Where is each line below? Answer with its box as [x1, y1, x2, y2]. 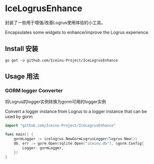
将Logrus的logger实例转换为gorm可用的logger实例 [5, 99, 107, 105]
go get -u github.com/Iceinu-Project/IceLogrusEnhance [5, 58, 118, 63]
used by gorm [5, 114, 33, 120]
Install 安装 [5, 45, 39, 53]
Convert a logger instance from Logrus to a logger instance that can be [5, 109, 147, 114]
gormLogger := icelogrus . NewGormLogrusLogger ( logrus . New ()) [14, 137, 138, 142]
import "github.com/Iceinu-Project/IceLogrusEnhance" [5, 123, 116, 128]
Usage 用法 [5, 73, 40, 81]
